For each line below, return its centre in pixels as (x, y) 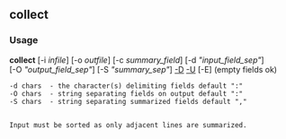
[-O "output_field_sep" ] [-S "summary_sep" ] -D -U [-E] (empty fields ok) (143, 69)
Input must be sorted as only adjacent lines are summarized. (128, 125)
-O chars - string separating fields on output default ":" (126, 93)
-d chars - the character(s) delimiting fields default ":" (126, 86)
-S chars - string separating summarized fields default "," (128, 101)
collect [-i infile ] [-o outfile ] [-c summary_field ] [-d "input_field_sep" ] (137, 60)
